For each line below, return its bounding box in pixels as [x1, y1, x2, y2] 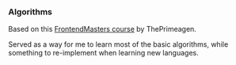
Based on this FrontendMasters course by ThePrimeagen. [8, 25, 196, 34]
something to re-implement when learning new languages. [8, 48, 200, 58]
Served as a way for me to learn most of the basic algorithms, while [8, 40, 229, 49]
